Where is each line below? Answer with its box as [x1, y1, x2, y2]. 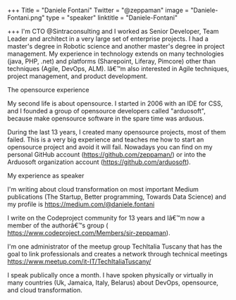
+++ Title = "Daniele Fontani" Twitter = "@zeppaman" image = [7, 6, 190, 14]
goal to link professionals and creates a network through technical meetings [7, 250, 228, 258]
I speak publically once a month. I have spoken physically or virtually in [7, 271, 213, 279]
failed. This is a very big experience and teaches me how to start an [7, 135, 204, 144]
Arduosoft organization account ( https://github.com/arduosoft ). [7, 158, 192, 166]
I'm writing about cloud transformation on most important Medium [7, 185, 199, 193]
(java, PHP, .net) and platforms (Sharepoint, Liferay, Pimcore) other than [7, 57, 216, 65]
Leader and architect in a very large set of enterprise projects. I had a [7, 35, 209, 43]
